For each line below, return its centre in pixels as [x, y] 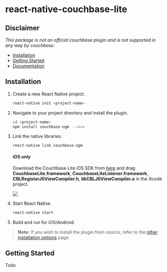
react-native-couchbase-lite [66, 9]
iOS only [22, 157]
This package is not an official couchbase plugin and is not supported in [80, 40]
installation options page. [44, 237]
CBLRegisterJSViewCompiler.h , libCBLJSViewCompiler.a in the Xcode [87, 179]
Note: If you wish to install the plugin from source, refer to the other [88, 232]
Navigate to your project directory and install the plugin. [70, 113]
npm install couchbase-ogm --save [49, 127]
